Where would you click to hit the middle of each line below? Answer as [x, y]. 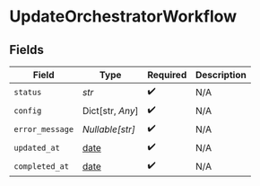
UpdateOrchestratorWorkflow [123, 17]
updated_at [37, 147]
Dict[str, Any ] [110, 111]
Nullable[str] [109, 129]
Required [167, 75]
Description [221, 75]
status [28, 92]
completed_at [42, 166]
